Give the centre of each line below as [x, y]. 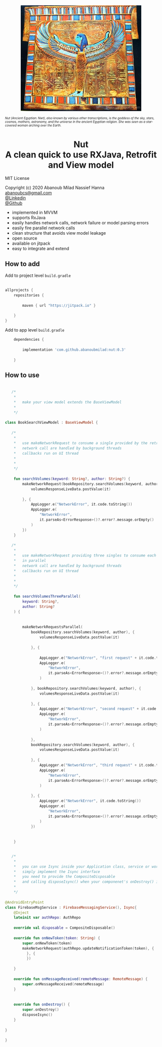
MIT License [17, 178]
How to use [22, 375]
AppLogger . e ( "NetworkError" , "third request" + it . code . [98, 765]
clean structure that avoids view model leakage [59, 233]
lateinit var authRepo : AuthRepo [47, 918]
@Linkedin [15, 198]
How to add [22, 264]
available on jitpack [31, 243]
